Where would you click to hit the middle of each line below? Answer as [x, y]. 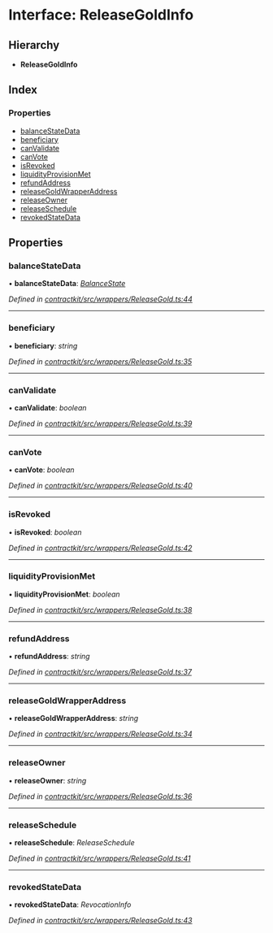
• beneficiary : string [43, 345]
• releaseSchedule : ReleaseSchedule [72, 843]
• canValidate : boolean [48, 407]
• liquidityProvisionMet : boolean [64, 594]
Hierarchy [34, 45]
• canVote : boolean [41, 470]
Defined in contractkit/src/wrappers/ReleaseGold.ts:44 [101, 299]
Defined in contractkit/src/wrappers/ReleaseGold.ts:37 [100, 672]
